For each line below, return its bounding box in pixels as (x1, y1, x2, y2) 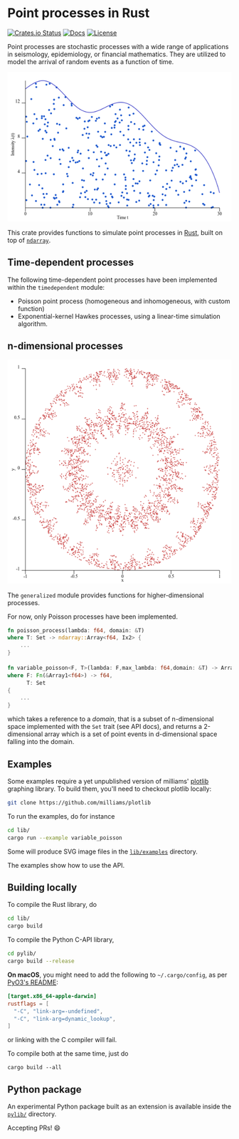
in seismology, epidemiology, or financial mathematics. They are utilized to (7, 50, 226, 58)
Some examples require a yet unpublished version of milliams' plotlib (7, 777, 209, 785)
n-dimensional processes (7, 340, 123, 352)
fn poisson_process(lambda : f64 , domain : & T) (7, 626, 144, 634)
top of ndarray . (7, 236, 51, 244)
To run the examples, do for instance (7, 812, 115, 820)
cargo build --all (7, 1064, 62, 1071)
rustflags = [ (7, 1000, 50, 1007)
